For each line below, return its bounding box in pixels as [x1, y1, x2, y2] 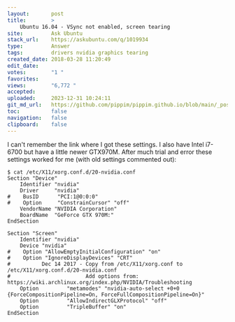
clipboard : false [7, 120, 68, 128]
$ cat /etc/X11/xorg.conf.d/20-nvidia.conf [7, 169, 136, 176]
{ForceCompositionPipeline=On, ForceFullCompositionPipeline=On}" [7, 291, 205, 298]
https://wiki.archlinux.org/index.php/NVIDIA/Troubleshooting [7, 279, 192, 286]
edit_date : [7, 62, 39, 69]
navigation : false [7, 114, 68, 121]
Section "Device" [7, 174, 58, 182]
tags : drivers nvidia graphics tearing [7, 50, 149, 57]
